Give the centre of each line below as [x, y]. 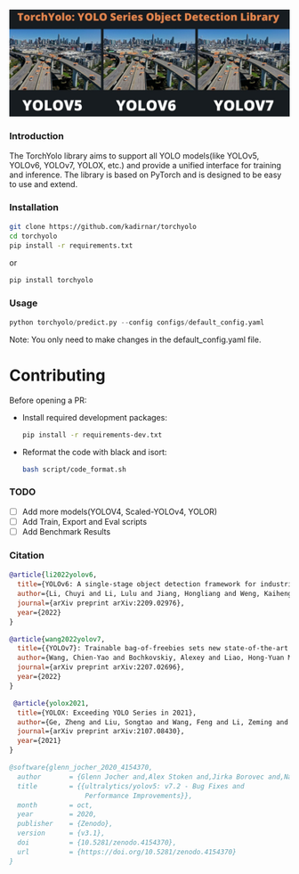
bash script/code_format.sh [74, 470]
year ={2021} [40, 741]
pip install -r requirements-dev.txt [92, 435]
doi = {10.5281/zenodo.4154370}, [97, 843]
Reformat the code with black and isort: [94, 452]
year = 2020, [57, 814]
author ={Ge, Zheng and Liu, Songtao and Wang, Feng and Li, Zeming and [153, 722]
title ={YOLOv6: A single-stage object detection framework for [137, 584]
